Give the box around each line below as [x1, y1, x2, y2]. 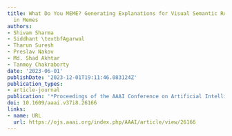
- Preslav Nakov [7, 49, 54, 56]
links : [7, 106, 26, 113]
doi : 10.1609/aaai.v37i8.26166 [7, 100, 97, 106]
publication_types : [7, 80, 64, 87]
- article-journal [7, 87, 60, 93]
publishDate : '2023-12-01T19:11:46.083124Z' [7, 73, 137, 81]
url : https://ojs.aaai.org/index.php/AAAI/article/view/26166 [13, 118, 196, 126]
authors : [7, 23, 32, 30]
